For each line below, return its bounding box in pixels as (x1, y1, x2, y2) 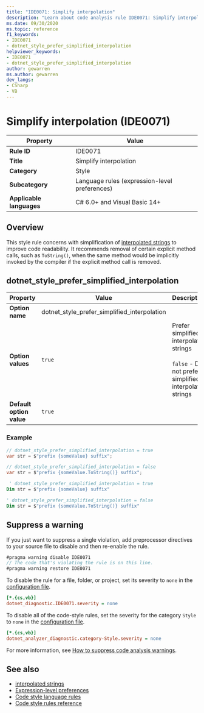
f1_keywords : (6, 32, 39, 38)
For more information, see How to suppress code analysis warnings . (6, 647, 177, 654)
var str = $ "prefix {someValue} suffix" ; (6, 453, 113, 459)
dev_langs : (6, 77, 34, 83)
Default (9, 400, 32, 408)
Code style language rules (15, 693, 81, 701)
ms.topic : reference (6, 26, 59, 32)
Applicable (9, 194, 41, 202)
